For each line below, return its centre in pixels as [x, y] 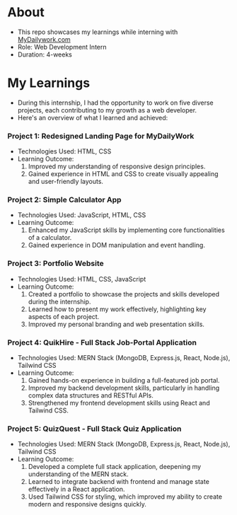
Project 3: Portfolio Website [56, 264]
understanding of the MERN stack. [78, 474]
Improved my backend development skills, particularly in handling [124, 388]
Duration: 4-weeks [45, 54]
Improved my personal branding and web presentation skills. [116, 324]
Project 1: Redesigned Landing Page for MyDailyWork [101, 136]
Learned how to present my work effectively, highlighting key [117, 309]
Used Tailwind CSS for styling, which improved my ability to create [125, 497]
